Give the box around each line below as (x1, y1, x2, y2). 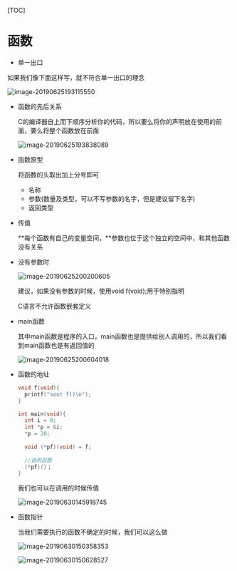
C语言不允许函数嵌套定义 (17, 302, 92, 310)
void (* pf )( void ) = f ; (24, 443, 92, 451)
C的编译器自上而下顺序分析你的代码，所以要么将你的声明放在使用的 (17, 117, 216, 125)
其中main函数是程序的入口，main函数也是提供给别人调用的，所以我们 (17, 331, 221, 341)
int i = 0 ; (24, 417, 57, 424)
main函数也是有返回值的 (23, 341, 95, 349)
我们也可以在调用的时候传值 (17, 484, 100, 493)
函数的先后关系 (17, 102, 62, 110)
